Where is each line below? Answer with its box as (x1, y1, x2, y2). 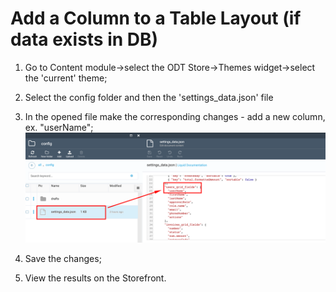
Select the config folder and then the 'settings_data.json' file (24, 91, 274, 103)
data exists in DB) (10, 28, 159, 51)
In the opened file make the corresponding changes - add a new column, (24, 110, 326, 122)
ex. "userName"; (24, 121, 94, 133)
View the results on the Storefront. (24, 272, 167, 284)
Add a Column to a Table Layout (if (10, 7, 302, 30)
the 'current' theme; (24, 72, 108, 84)
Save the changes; (24, 253, 102, 265)
